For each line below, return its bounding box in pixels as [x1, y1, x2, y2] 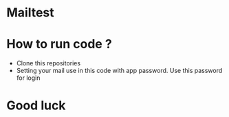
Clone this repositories [16, 59, 80, 67]
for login [16, 74, 41, 82]
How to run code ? [6, 36, 113, 52]
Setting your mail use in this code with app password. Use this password [16, 67, 223, 75]
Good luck [6, 98, 66, 114]
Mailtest [6, 5, 54, 21]
